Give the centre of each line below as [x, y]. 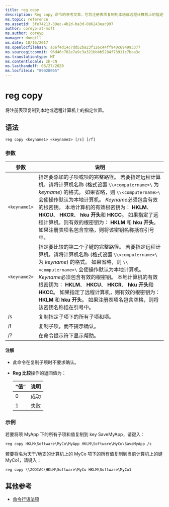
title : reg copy [22, 10]
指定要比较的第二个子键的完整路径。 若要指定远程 [97, 247]
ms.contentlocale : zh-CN [31, 61]
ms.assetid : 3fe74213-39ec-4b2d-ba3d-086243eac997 [59, 24]
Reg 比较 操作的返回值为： [39, 373]
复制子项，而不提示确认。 [69, 326]
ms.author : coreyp [24, 33]
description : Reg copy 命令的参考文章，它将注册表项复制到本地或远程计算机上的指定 [84, 15]
